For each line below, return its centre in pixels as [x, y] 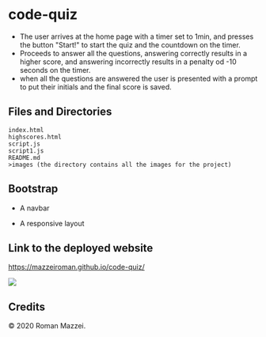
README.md [25, 157]
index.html [26, 130]
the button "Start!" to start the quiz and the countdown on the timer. [130, 44]
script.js [25, 144]
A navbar [34, 208]
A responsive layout [52, 223]
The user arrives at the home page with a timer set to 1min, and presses [137, 36]
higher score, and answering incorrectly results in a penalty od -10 [128, 62]
